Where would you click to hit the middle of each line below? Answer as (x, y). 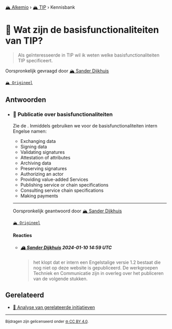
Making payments (39, 196)
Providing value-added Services (54, 179)
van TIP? (24, 41)
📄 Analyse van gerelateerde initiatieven (54, 307)
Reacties (22, 235)
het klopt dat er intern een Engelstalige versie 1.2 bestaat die (97, 262)
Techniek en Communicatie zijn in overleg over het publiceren (98, 273)
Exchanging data (38, 141)
